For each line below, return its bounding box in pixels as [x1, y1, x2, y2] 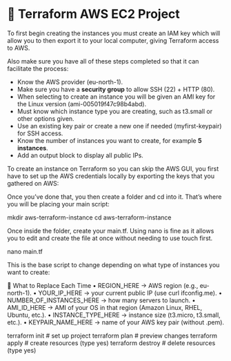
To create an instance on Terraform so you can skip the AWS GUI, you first [7, 164, 219, 173]
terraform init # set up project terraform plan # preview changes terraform [7, 331, 217, 340]
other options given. [17, 114, 74, 123]
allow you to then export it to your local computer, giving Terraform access [7, 36, 219, 44]
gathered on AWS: [7, 179, 59, 187]
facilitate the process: [7, 64, 69, 72]
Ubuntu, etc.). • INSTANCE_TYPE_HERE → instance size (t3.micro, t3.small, [7, 311, 221, 319]
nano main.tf [7, 247, 43, 255]
